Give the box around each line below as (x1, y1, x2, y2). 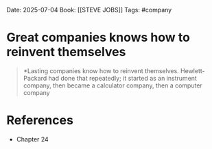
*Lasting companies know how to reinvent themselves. (23, 66, 179, 74)
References (6, 113, 73, 128)
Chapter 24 (16, 135, 49, 143)
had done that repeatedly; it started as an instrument (48, 74, 197, 82)
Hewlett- (180, 66, 205, 74)
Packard (23, 74, 47, 82)
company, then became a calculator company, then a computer (23, 81, 203, 90)
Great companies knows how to (6, 30, 190, 45)
